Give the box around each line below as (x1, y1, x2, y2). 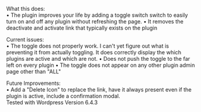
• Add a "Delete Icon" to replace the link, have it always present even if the (6, 86, 192, 93)
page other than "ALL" (6, 68, 61, 75)
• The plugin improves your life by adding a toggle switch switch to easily (6, 11, 188, 19)
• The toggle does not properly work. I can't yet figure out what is (6, 42, 170, 49)
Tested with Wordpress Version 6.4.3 (6, 99, 98, 106)
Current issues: (6, 36, 45, 43)
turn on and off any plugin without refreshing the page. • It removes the (6, 18, 184, 25)
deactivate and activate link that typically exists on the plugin (6, 24, 158, 31)
